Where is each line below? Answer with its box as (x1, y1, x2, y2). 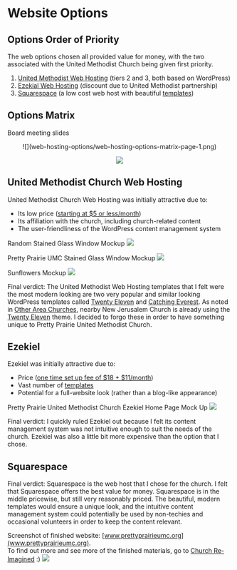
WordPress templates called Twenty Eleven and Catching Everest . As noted (7, 297, 228, 306)
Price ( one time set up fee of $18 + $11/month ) (17, 373, 154, 382)
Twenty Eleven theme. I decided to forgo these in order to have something (7, 312, 225, 321)
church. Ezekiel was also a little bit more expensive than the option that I (7, 432, 219, 441)
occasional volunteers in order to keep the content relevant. (7, 517, 183, 526)
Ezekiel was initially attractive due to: (7, 360, 116, 368)
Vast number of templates (17, 381, 94, 390)
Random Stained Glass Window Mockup (7, 239, 125, 248)
